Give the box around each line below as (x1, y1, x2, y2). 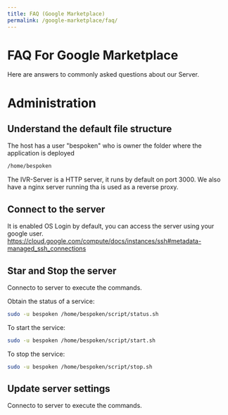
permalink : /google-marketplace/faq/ (7, 17, 118, 24)
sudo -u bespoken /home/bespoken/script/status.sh (7, 310, 159, 317)
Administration (7, 95, 96, 111)
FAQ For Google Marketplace (7, 47, 179, 63)
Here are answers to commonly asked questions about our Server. (7, 70, 199, 79)
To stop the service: (7, 350, 65, 358)
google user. (7, 229, 44, 238)
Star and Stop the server (7, 264, 117, 276)
